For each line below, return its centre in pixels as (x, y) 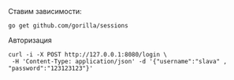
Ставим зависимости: (45, 11)
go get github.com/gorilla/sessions (68, 26)
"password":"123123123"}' (50, 68)
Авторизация (30, 40)
